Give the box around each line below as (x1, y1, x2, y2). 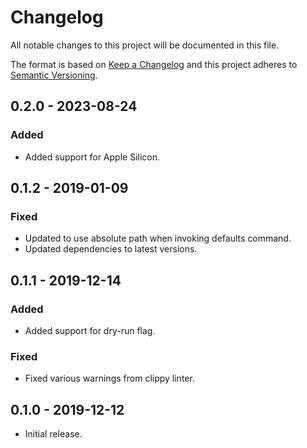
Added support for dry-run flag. (24, 325, 156, 336)
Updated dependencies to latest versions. (24, 243, 198, 255)
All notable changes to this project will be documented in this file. (10, 39, 280, 51)
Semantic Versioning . (10, 69, 98, 81)
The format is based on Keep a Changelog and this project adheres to (10, 58, 298, 70)
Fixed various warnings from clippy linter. (24, 372, 195, 385)
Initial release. (24, 428, 83, 440)
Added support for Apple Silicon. (24, 151, 161, 163)
